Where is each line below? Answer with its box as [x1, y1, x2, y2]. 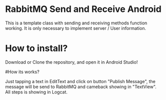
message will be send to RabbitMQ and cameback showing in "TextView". [5, 84, 157, 90]
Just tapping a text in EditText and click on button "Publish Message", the [5, 78, 156, 84]
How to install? [5, 43, 68, 54]
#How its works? [5, 69, 40, 75]
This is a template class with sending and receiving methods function [5, 20, 148, 26]
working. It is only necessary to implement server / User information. [5, 25, 146, 31]
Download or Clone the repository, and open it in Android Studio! [5, 59, 138, 65]
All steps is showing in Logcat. [5, 89, 68, 95]
